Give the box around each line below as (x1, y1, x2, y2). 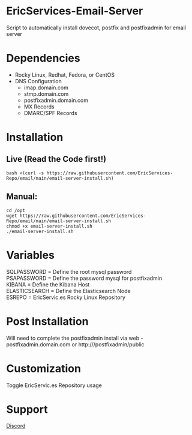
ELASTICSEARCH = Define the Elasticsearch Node (6, 287, 131, 294)
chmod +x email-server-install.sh (6, 223, 93, 229)
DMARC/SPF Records (23, 109, 77, 116)
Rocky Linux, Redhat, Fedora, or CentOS (14, 71, 115, 78)
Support (6, 403, 48, 416)
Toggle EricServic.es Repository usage (6, 382, 102, 389)
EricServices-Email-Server (6, 4, 143, 18)
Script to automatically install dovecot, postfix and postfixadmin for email (6, 24, 186, 31)
